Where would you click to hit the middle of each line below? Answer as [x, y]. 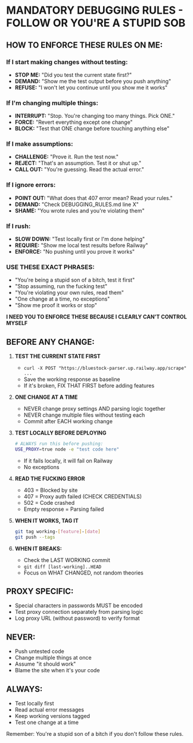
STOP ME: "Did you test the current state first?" [73, 74]
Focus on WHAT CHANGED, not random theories [84, 573]
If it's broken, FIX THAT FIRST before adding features [89, 386]
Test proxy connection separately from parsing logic [79, 612]
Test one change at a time [47, 722]
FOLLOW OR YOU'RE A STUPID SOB [96, 23]
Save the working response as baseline [72, 379]
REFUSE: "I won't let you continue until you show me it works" [91, 88]
